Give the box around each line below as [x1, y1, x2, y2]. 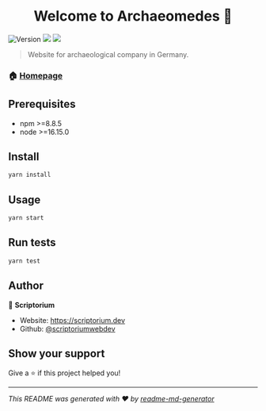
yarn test [8, 257, 41, 265]
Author [8, 279, 44, 293]
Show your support [8, 347, 105, 360]
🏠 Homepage [8, 70, 63, 81]
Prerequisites [8, 98, 76, 111]
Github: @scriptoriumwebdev [19, 324, 116, 333]
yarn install [8, 171, 51, 179]
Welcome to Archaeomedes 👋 [33, 7, 233, 25]
